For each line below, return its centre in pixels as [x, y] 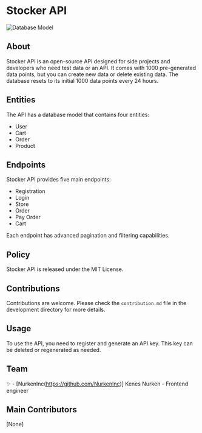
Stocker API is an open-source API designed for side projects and [88, 61]
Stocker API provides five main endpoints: [59, 180]
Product [25, 146]
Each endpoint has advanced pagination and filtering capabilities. [88, 236]
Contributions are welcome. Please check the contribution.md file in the [96, 303]
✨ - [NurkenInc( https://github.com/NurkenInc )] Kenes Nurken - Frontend [97, 384]
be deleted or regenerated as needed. [54, 350]
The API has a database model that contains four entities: [78, 114]
